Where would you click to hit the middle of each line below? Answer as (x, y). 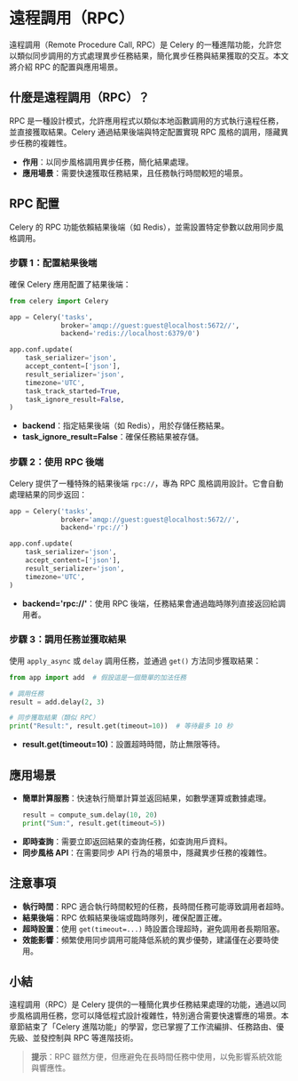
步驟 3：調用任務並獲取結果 (68, 640)
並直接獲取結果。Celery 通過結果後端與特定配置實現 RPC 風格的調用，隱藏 (145, 132)
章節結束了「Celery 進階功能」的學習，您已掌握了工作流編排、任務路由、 (143, 1027)
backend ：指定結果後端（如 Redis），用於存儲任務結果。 (125, 426)
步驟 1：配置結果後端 (53, 263)
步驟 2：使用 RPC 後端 (56, 462)
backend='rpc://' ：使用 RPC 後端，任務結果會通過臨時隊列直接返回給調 (154, 603)
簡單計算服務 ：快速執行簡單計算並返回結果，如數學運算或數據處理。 (146, 798)
